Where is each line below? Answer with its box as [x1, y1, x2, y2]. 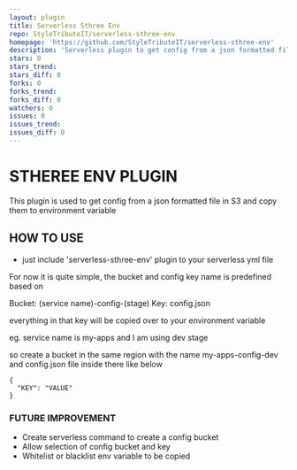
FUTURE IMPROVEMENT [9, 412, 117, 424]
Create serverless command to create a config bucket [21, 431, 219, 443]
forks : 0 [9, 79, 42, 88]
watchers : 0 [9, 104, 53, 112]
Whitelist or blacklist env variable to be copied [21, 451, 191, 461]
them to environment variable [9, 204, 117, 215]
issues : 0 [9, 112, 46, 120]
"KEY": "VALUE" [17, 383, 73, 392]
